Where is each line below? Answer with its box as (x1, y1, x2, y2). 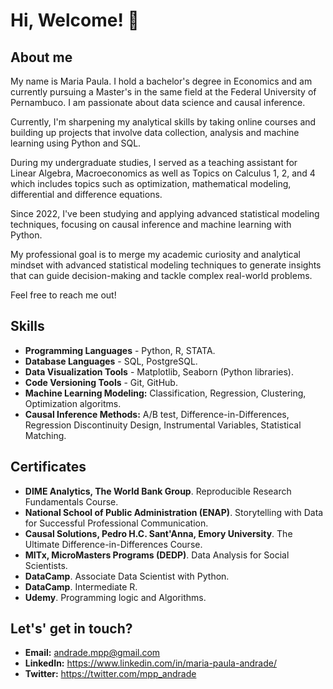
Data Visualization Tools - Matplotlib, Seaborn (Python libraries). (24, 365, 294, 378)
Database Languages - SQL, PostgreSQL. (24, 355, 198, 367)
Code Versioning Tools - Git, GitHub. (24, 376, 178, 388)
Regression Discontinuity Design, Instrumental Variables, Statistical (24, 419, 302, 431)
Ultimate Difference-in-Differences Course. (24, 538, 203, 550)
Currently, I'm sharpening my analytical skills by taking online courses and (10, 116, 317, 128)
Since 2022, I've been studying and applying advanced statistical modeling (10, 208, 320, 219)
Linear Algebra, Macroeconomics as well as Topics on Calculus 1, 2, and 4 (10, 167, 316, 179)
